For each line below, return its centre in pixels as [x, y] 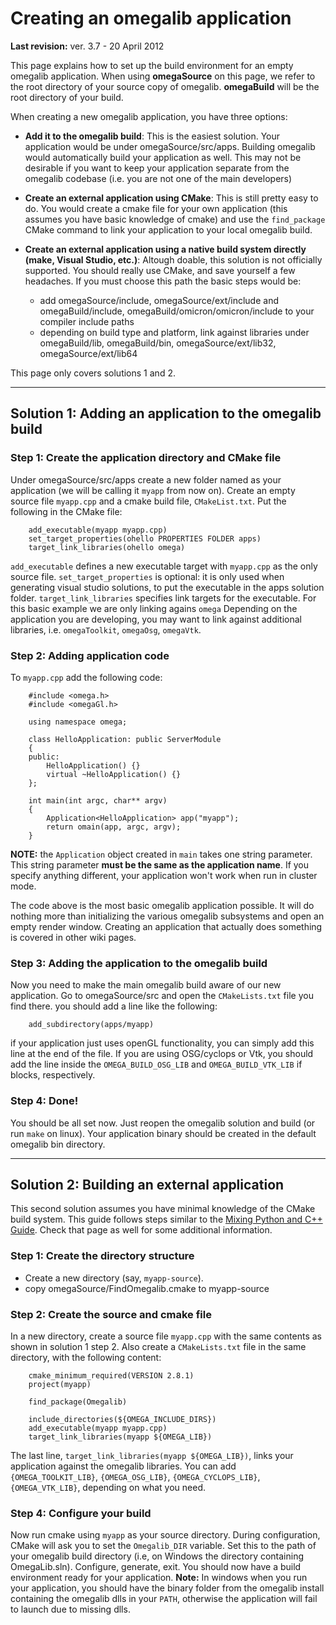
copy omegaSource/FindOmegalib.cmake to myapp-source [147, 1288]
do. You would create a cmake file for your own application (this [156, 208]
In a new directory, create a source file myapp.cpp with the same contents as [166, 1336]
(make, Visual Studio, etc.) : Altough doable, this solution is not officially [173, 259]
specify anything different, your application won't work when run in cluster [164, 875]
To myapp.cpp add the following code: [86, 677]
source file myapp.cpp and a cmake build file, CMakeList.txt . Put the [148, 501]
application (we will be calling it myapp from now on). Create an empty [153, 490]
